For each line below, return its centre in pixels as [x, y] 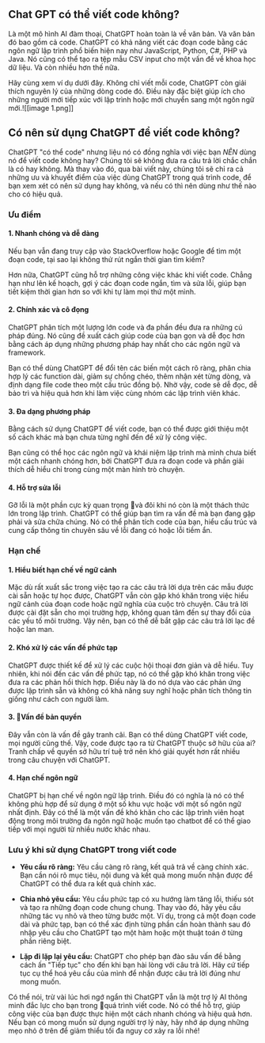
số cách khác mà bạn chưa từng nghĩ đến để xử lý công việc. [108, 437]
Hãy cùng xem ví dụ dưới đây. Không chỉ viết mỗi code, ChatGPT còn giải [127, 82]
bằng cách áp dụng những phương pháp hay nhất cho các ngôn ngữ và [124, 344]
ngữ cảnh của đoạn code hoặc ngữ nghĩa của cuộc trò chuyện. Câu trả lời [128, 604]
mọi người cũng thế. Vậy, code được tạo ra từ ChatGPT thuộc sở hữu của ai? [132, 743]
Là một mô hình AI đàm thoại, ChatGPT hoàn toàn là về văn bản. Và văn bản [132, 33]
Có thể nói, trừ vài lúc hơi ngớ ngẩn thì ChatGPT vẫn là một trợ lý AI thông [128, 997]
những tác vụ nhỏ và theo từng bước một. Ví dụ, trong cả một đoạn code [138, 916]
